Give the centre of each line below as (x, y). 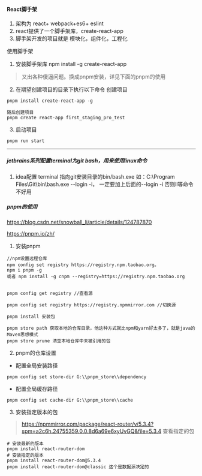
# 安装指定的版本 (25, 456)
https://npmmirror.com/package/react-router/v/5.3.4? (88, 424)
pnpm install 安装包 (31, 317)
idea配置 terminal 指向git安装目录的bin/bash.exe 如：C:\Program (95, 177)
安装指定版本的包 (37, 412)
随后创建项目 (20, 113)
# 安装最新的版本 (25, 444)
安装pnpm (28, 246)
